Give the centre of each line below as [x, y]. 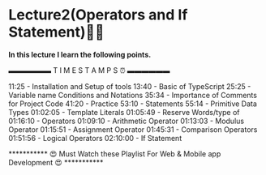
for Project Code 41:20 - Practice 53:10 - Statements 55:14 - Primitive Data [133, 104]
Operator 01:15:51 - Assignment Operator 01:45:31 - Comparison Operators [133, 129]
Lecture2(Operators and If [98, 15]
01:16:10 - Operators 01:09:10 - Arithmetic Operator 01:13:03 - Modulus [127, 121]
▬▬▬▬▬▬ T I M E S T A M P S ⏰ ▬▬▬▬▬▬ [89, 70]
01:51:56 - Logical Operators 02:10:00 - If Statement [95, 138]
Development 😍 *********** [56, 162]
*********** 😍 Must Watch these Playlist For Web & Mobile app [115, 154]
